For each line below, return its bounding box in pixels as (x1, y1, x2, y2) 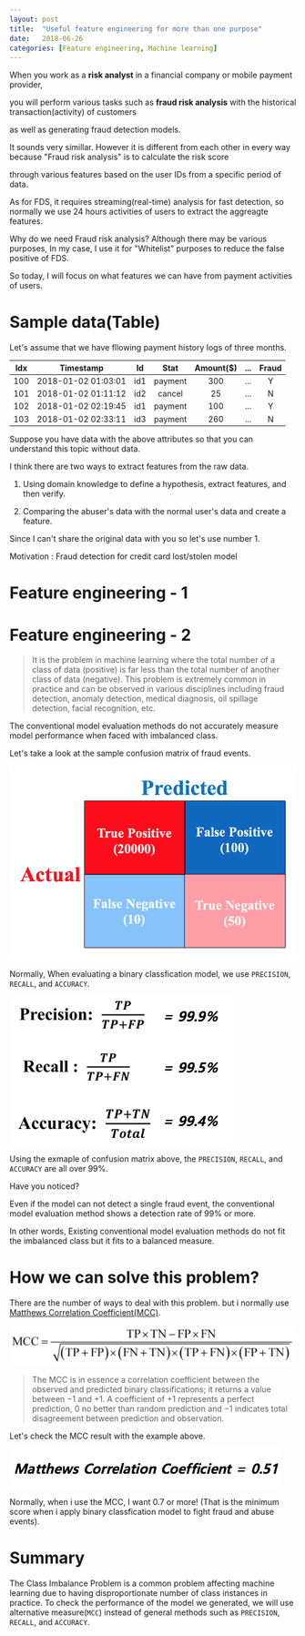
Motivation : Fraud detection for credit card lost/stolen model (9, 551, 239, 562)
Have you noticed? (9, 1180, 80, 1192)
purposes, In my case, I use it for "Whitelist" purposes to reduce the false (9, 243, 285, 254)
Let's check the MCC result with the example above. (9, 1430, 206, 1441)
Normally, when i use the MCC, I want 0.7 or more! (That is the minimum (9, 1496, 280, 1507)
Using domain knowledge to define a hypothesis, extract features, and (22, 479, 287, 490)
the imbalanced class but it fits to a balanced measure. (9, 1235, 215, 1246)
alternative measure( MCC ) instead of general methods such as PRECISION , (9, 1607, 280, 1618)
